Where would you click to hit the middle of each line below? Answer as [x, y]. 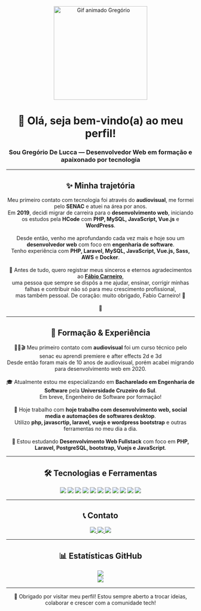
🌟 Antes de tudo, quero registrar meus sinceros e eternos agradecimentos [100, 270]
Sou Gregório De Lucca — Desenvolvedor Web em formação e [100, 152]
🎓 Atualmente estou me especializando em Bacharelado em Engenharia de [100, 382]
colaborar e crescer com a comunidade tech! [100, 603]
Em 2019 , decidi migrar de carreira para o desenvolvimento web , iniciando [100, 213]
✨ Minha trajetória [100, 185]
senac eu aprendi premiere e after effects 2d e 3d [100, 356]
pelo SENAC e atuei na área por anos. [100, 207]
